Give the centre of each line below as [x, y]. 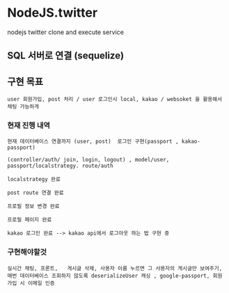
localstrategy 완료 [34, 180]
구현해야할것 [27, 252]
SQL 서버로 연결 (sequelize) [65, 56]
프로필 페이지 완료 [30, 220]
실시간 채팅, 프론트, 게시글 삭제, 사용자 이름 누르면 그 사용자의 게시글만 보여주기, [115, 268]
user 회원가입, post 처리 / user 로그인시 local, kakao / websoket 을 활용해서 [115, 100]
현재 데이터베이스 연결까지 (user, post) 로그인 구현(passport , [93, 142]
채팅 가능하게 [23, 107]
